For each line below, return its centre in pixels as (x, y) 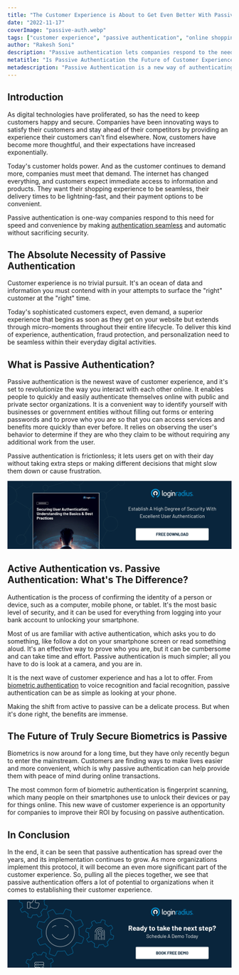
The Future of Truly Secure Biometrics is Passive (117, 736)
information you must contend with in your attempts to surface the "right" (115, 291)
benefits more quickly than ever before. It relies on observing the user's (112, 427)
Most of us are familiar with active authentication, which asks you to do (112, 634)
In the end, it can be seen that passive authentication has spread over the (115, 852)
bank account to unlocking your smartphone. (73, 619)
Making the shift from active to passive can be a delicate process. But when (118, 706)
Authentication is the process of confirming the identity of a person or (110, 597)
